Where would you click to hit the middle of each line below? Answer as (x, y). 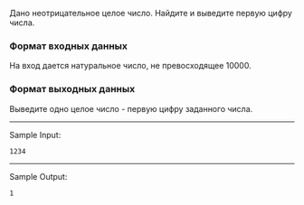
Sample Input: (35, 135)
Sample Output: (38, 176)
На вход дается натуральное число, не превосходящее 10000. (130, 66)
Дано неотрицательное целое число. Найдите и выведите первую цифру (151, 13)
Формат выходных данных (72, 89)
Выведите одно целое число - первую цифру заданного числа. (131, 108)
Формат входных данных (69, 46)
